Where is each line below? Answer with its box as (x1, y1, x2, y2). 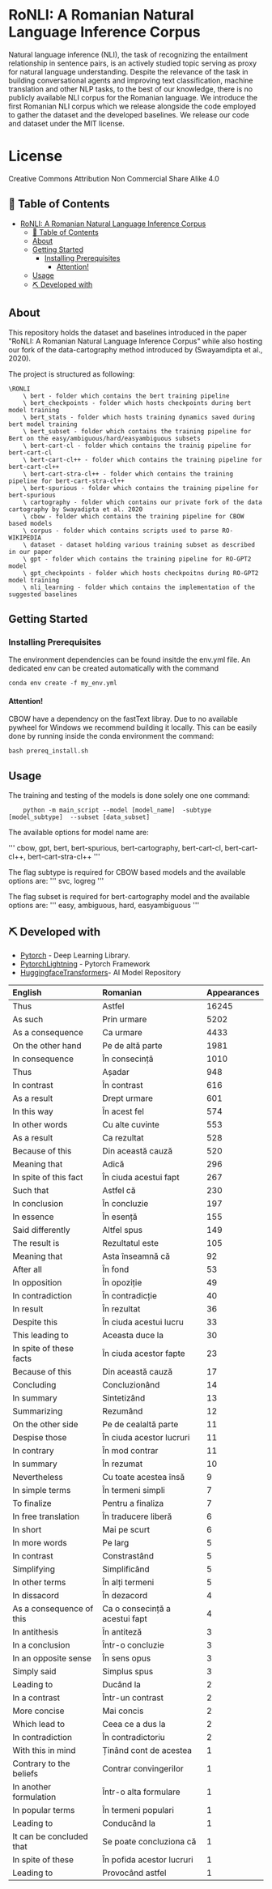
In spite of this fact (12, 1172, 83, 1183)
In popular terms (12, 1805, 75, 1816)
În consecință (102, 1053, 154, 1064)
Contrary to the (12, 1758, 70, 1769)
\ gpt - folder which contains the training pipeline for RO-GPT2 (23, 555, 252, 563)
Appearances (206, 987, 260, 998)
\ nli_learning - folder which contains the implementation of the (23, 583, 255, 591)
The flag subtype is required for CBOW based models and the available (8, 868, 246, 877)
